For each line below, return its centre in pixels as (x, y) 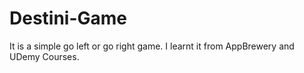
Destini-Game (68, 18)
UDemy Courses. (44, 56)
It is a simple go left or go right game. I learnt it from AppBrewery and (152, 46)
